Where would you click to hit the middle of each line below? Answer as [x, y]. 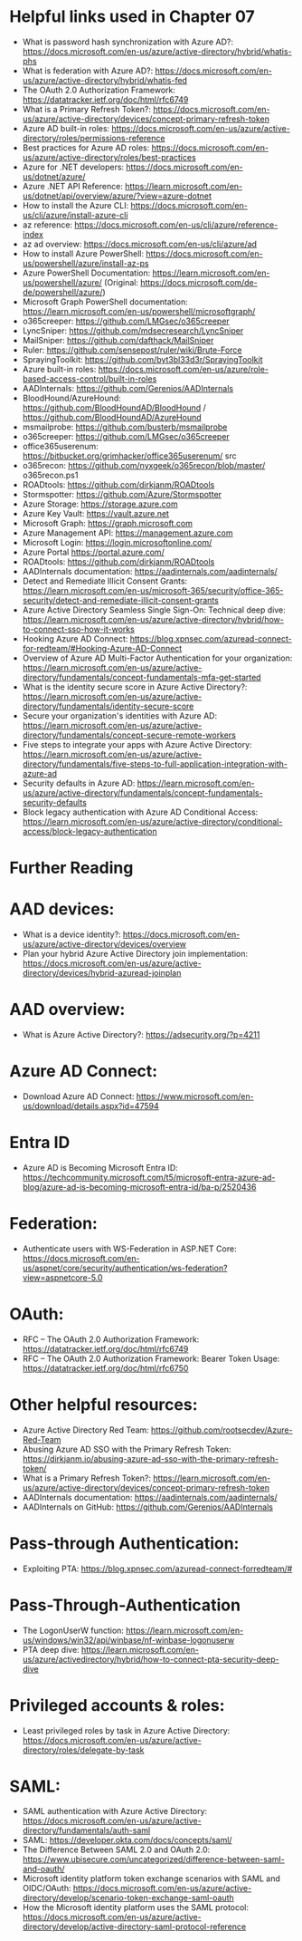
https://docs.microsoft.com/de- [198, 282]
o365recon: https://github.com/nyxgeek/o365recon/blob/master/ [144, 465]
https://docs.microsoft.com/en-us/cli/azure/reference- [176, 225]
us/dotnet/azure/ [54, 176]
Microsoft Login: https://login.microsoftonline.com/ [117, 542]
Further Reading [71, 868]
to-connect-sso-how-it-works [79, 629]
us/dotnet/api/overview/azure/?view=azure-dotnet [117, 196]
